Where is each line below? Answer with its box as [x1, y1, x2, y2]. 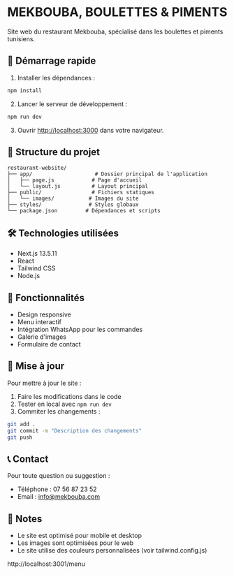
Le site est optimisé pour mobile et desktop [17, 532, 142, 539]
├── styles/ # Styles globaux [7, 201, 139, 208]
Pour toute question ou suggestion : [7, 472, 110, 480]
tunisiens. [7, 34, 36, 43]
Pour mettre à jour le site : [7, 379, 82, 387]
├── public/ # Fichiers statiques [7, 189, 155, 196]
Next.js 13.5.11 [17, 249, 57, 258]
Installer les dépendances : [17, 73, 96, 82]
